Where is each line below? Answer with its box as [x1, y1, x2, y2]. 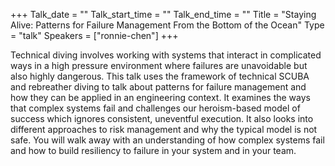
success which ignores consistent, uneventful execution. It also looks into [10, 113, 314, 124]
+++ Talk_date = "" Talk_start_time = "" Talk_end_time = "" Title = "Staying [10, 9, 317, 20]
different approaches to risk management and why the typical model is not [10, 124, 318, 135]
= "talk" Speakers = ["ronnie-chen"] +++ [10, 30, 179, 41]
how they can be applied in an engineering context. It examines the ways [10, 92, 311, 103]
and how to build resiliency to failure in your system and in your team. [10, 145, 297, 156]
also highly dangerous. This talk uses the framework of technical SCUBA [10, 70, 310, 82]
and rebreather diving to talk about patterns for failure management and [10, 81, 307, 93]
